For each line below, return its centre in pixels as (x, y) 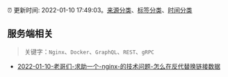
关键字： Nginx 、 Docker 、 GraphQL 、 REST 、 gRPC (89, 52)
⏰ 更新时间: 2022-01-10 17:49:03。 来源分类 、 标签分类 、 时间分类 (100, 10)
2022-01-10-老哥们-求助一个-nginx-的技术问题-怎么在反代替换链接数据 (119, 66)
